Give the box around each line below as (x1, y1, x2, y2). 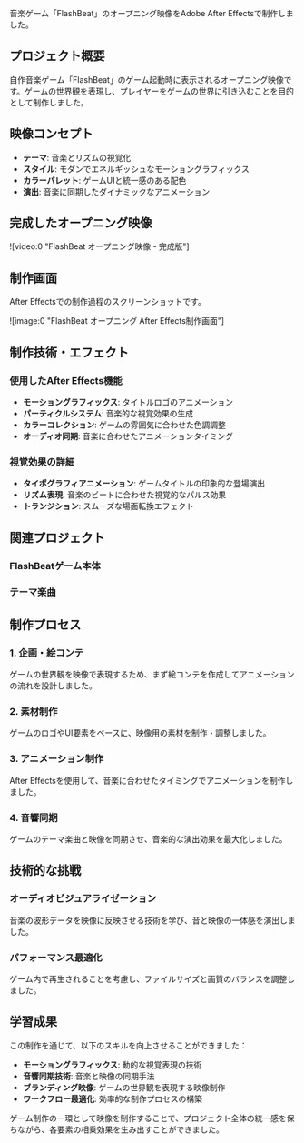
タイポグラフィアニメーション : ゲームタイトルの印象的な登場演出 (22, 478, 266, 489)
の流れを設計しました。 (9, 680, 97, 691)
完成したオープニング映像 (9, 216, 152, 231)
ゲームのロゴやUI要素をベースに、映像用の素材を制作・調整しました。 (9, 727, 271, 738)
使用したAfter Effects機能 (9, 374, 123, 386)
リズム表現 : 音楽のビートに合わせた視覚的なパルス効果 (22, 489, 227, 500)
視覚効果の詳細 (9, 456, 75, 468)
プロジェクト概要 (9, 48, 105, 64)
